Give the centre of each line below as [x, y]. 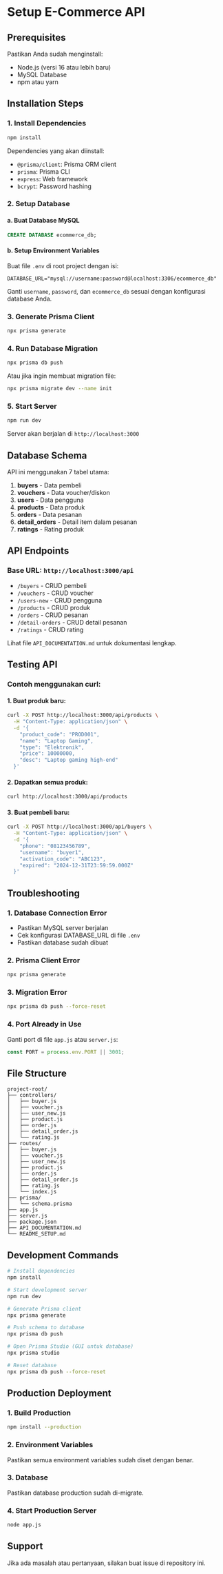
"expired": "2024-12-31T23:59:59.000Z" [77, 865]
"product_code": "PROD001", [60, 734]
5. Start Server [32, 406]
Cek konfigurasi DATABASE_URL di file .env [78, 936]
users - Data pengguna [50, 500]
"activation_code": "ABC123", [63, 859]
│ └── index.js [32, 1192]
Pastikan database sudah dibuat [63, 942]
